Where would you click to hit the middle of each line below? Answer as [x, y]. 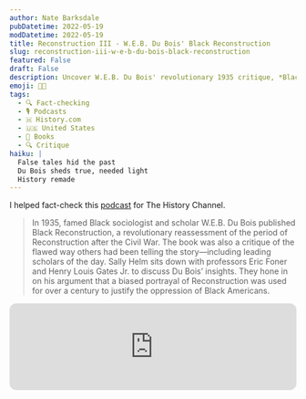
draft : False [34, 69]
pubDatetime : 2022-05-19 [56, 26]
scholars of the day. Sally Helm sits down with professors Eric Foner [159, 262]
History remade [46, 179]
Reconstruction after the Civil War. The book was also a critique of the [163, 242]
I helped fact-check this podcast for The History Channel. [117, 205]
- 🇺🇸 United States [56, 129]
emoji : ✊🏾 [28, 86]
